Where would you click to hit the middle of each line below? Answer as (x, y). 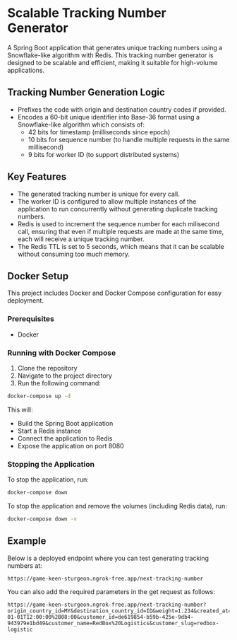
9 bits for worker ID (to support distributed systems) (104, 154)
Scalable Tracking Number (87, 13)
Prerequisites (31, 319)
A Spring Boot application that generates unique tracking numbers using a (115, 47)
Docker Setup (38, 276)
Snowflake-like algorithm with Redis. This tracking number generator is (110, 55)
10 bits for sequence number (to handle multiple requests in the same (129, 139)
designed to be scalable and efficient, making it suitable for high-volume (113, 62)
